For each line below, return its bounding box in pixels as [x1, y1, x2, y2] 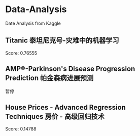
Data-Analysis [5, 4, 67, 15]
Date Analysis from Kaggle [5, 20, 61, 26]
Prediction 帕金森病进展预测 [5, 74, 94, 82]
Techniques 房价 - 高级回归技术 [5, 112, 105, 121]
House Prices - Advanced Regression [5, 103, 126, 112]
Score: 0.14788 [5, 126, 37, 132]
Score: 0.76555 [5, 50, 38, 56]
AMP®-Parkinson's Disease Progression [5, 65, 135, 73]
